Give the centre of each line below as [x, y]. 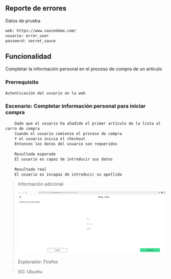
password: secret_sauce [31, 41]
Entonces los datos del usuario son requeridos [66, 144]
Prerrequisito [22, 82]
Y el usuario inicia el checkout [50, 139]
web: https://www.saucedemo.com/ [41, 31]
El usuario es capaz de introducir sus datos [64, 159]
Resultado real [31, 170]
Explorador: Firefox [38, 262]
